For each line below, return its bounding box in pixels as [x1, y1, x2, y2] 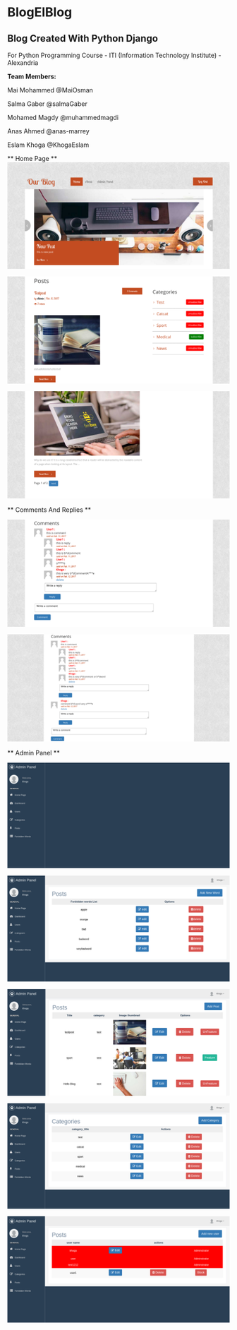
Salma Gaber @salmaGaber [7, 100, 88, 108]
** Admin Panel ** [7, 748, 60, 757]
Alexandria [7, 59, 39, 67]
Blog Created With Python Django [7, 32, 159, 44]
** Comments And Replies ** [7, 505, 92, 514]
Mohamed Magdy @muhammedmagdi [7, 114, 119, 121]
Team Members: [7, 72, 56, 80]
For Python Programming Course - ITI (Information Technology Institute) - [7, 51, 222, 59]
